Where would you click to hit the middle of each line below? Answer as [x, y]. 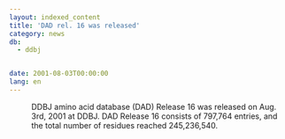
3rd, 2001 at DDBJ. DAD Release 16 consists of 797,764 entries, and [154, 116]
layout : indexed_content [55, 17]
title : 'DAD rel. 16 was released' [75, 26]
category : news [37, 33]
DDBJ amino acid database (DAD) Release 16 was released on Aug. [154, 106]
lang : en [25, 82]
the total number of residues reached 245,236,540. [125, 125]
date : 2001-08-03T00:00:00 [59, 74]
